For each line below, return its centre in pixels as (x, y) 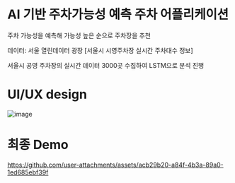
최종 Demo (38, 145)
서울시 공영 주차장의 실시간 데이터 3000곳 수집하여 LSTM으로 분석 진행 (105, 65)
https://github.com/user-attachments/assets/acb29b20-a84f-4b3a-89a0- (116, 165)
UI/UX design (47, 94)
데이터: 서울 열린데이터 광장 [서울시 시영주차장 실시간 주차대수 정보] (100, 50)
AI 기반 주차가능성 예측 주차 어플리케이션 (118, 14)
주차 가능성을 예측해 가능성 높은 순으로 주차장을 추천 (79, 35)
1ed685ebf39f (28, 172)
